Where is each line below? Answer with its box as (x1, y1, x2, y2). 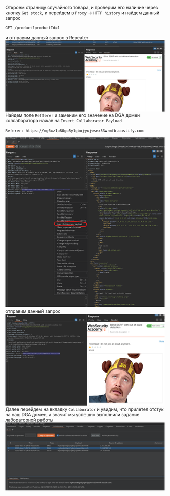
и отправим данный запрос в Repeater (5, 35, 89, 40)
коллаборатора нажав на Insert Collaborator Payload (5, 118, 122, 124)
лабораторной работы (5, 417, 54, 423)
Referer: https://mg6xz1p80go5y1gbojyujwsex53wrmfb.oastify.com (5, 128, 144, 134)
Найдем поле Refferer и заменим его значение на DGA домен (5, 112, 140, 118)
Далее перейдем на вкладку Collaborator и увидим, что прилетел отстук (5, 406, 164, 412)
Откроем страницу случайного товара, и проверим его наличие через (5, 5, 158, 10)
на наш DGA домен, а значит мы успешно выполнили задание (5, 412, 140, 418)
